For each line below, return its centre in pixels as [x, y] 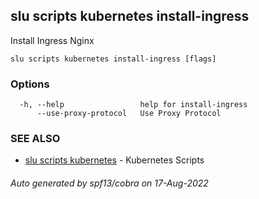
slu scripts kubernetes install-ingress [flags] [113, 59]
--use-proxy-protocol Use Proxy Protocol [129, 114]
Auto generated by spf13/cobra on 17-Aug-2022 [109, 183]
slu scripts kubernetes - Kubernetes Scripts [114, 160]
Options [30, 84]
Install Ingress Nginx [52, 40]
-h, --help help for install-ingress [133, 105]
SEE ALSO [35, 139]
